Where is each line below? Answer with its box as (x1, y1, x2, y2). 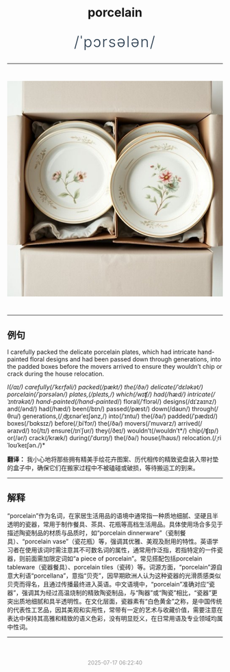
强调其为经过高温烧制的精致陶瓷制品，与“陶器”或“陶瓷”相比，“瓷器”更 (21, 589, 218, 597)
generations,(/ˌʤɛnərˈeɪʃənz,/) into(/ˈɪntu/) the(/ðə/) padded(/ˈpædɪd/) (22, 412, 218, 420)
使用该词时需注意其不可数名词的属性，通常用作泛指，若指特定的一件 (25, 545, 217, 554)
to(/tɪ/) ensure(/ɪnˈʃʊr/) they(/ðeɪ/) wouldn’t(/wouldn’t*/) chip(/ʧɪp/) (31, 426, 219, 435)
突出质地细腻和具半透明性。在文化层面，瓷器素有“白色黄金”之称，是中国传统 (7, 597, 222, 605)
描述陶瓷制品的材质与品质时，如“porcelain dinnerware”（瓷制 (7, 528, 180, 537)
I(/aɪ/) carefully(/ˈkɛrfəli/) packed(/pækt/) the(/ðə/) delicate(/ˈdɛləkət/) (7, 383, 203, 391)
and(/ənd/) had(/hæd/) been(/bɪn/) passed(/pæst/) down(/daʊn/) (7, 405, 190, 413)
